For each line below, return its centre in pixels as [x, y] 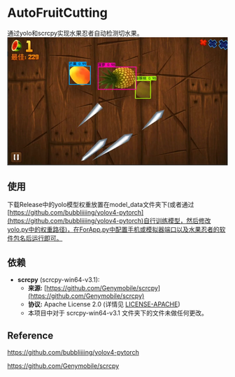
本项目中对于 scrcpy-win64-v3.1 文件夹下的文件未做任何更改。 [117, 313]
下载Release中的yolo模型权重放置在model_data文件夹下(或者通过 [101, 205]
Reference [30, 335]
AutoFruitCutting [58, 13]
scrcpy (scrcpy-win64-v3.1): [58, 280]
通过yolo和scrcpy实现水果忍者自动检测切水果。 [75, 33]
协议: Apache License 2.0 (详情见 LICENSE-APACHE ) [104, 304]
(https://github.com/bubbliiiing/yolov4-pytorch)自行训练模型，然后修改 [109, 221]
